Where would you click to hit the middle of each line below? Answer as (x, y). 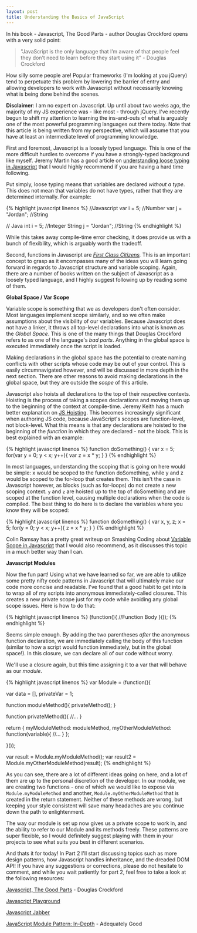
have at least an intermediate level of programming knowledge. (82, 136)
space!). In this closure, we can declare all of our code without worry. (90, 653)
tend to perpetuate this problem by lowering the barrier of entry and (88, 81)
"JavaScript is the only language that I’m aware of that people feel (100, 51)
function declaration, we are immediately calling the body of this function (94, 641)
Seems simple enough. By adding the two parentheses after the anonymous (98, 634)
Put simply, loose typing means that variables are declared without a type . (96, 184)
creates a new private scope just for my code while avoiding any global (92, 599)
